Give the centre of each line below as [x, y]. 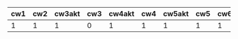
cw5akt [176, 14]
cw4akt [121, 14]
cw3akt [67, 14]
